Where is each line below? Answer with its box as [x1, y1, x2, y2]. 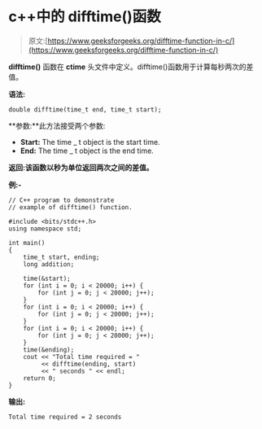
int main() [8, 239, 46, 247]
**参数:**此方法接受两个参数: [8, 120, 106, 130]
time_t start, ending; [23, 253, 100, 261]
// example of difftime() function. [8, 203, 133, 212]
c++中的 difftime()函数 [8, 7, 161, 26]
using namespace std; [8, 225, 82, 233]
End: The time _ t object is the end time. [20, 146, 155, 155]
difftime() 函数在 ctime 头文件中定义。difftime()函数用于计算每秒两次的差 [8, 62, 254, 72]
